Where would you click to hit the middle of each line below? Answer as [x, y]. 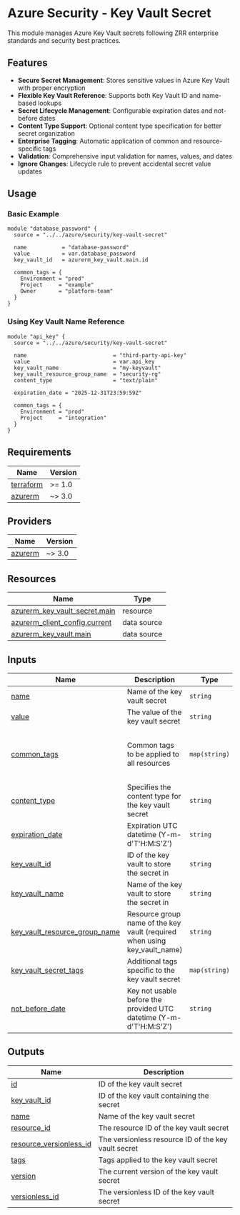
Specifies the [149, 787]
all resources [149, 763]
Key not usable [152, 991]
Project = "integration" [64, 418]
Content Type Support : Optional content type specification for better [120, 126]
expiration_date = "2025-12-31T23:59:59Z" [78, 393]
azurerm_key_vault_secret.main [63, 611]
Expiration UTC [152, 825]
